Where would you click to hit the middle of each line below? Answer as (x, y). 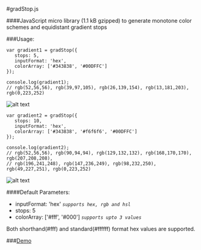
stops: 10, (28, 121)
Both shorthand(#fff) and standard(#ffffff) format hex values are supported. (101, 229)
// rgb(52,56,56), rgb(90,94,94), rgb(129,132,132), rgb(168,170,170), (99, 153)
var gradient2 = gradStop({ (42, 116)
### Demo (19, 241)
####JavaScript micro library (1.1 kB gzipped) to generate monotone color (99, 20)
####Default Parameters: (38, 192)
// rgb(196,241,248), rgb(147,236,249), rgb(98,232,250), (81, 164)
